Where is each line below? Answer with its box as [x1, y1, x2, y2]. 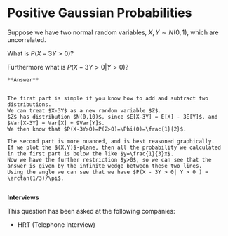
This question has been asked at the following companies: [7, 206, 175, 215]
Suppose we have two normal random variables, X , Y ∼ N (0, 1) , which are [7, 28, 219, 37]
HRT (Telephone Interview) [17, 220, 96, 229]
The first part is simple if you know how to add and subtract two [7, 95, 209, 102]
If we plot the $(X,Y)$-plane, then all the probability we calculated [7, 144, 221, 151]
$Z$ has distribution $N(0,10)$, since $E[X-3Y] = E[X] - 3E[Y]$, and [7, 113, 218, 120]
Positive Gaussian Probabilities [7, 5, 192, 21]
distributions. [7, 100, 52, 108]
